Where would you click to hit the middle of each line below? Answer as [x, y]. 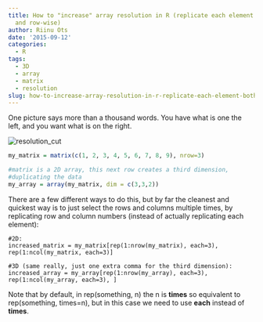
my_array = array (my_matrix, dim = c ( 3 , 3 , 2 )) [83, 184]
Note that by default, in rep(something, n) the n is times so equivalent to [124, 294]
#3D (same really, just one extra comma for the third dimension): [121, 266]
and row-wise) [38, 23]
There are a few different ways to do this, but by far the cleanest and [119, 199]
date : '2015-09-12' [40, 37]
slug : [17, 96]
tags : [17, 60]
